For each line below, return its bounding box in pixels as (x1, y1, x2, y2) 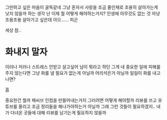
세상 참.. (5, 27, 21, 33)
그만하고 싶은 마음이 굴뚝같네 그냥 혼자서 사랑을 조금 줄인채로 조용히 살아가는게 (5, 4, 159, 10)
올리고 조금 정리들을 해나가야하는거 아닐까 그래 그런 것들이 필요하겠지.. (18, 103, 156, 109)
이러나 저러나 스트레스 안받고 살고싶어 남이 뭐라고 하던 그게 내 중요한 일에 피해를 (5, 63, 161, 69)
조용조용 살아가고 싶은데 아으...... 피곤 (5, 17, 78, 22)
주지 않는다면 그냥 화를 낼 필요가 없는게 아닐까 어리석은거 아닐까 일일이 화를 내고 (5, 70, 161, 76)
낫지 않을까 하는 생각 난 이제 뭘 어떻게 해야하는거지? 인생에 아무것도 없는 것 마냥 (5, 10, 161, 16)
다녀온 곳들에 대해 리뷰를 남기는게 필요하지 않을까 (10, 110, 106, 116)
